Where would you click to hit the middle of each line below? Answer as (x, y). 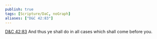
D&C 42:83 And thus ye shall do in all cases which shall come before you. (79, 32)
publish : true (19, 9)
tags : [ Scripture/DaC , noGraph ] (38, 14)
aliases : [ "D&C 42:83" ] (29, 18)
